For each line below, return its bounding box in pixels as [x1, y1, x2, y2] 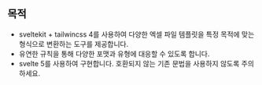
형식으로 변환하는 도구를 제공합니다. [18, 39, 129, 48]
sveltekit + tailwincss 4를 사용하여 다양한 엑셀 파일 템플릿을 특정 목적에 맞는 [18, 30, 255, 39]
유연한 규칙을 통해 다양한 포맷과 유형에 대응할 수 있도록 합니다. [18, 49, 210, 58]
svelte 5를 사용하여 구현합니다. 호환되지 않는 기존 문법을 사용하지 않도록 [18, 58, 240, 68]
